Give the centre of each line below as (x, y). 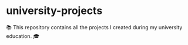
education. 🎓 (23, 36)
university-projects (54, 11)
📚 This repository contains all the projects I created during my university (94, 27)
